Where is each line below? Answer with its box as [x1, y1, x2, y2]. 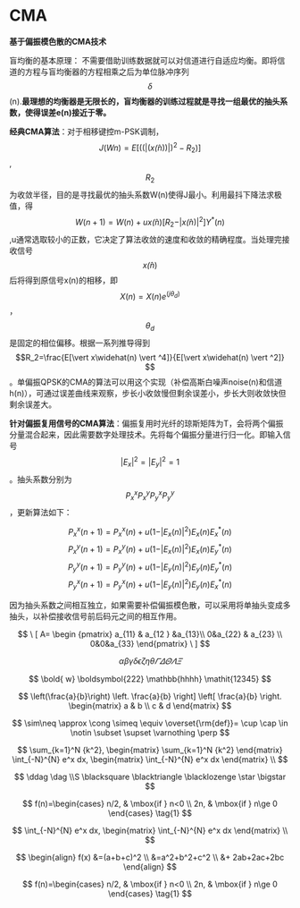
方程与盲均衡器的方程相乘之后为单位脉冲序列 [24, 66, 189, 77]
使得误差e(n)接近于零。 [24, 106, 112, 117]
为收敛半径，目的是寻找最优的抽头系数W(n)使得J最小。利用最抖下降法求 [9, 190, 275, 200]
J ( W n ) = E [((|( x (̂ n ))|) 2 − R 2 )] [98, 140, 202, 155]
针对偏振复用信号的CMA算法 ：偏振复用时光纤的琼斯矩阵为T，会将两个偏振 [9, 418, 284, 429]
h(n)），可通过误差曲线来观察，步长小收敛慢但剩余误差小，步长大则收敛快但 [9, 388, 287, 399]
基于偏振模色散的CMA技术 [9, 36, 107, 47]
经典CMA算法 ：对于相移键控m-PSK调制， [9, 126, 163, 137]
